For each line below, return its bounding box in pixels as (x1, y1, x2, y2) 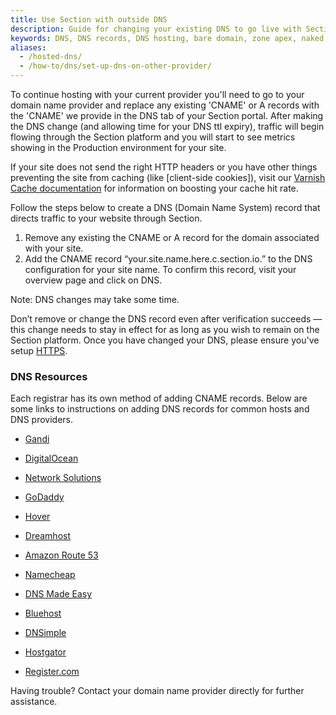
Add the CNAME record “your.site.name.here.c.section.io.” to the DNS (24, 253, 313, 265)
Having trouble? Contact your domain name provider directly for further (10, 685, 305, 697)
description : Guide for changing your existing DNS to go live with (10, 24, 302, 34)
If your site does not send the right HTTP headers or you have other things (10, 161, 318, 173)
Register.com (24, 666, 80, 678)
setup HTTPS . (10, 345, 68, 356)
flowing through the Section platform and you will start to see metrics (10, 131, 296, 143)
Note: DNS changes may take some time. (10, 294, 180, 305)
